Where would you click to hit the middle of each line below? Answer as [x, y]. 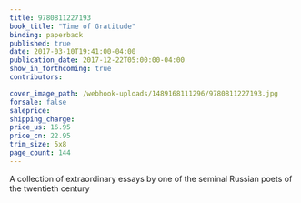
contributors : [36, 77]
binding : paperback [46, 35]
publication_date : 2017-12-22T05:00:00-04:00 [97, 60]
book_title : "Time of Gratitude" [73, 26]
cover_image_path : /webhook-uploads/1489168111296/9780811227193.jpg [144, 93]
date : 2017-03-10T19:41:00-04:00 [73, 52]
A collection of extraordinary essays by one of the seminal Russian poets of [151, 178]
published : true [40, 43]
